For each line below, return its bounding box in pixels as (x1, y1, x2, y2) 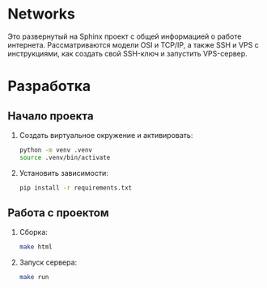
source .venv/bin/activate (19, 153, 111, 161)
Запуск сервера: (19, 257, 78, 267)
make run (19, 273, 49, 282)
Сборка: (19, 227, 48, 237)
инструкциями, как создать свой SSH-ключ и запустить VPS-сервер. (7, 48, 248, 58)
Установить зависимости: (19, 168, 108, 177)
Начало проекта (7, 109, 94, 123)
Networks (7, 5, 76, 23)
